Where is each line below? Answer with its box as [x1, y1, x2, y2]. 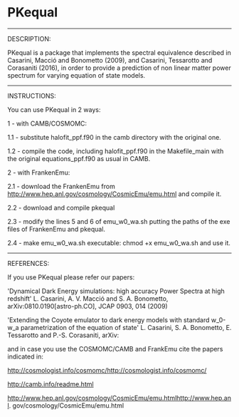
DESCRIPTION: [7, 34, 51, 43]
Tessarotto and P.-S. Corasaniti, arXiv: [7, 331, 119, 339]
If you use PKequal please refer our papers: [7, 272, 135, 282]
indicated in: [7, 352, 44, 361]
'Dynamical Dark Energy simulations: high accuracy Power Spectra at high [7, 287, 225, 295]
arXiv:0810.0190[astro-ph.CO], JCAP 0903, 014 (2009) [7, 302, 169, 310]
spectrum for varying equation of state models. [7, 71, 146, 79]
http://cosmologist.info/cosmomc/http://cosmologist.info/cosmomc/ [7, 366, 207, 374]
